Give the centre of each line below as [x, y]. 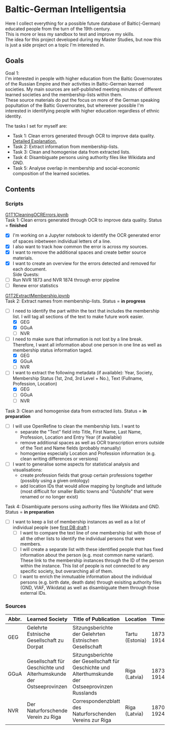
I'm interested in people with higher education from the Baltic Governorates [84, 78]
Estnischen [86, 640]
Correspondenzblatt [96, 701]
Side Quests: [26, 274]
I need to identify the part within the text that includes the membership [86, 311]
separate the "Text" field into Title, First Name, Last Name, [81, 432]
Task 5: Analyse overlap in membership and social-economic [76, 168]
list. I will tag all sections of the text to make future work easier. [78, 316]
